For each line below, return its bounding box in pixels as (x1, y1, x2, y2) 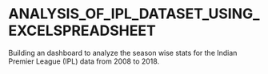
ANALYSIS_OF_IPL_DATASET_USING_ (8, 5, 260, 23)
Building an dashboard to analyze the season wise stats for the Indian (8, 48, 238, 57)
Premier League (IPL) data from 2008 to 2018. (8, 56, 160, 66)
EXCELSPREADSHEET (8, 21, 156, 40)
